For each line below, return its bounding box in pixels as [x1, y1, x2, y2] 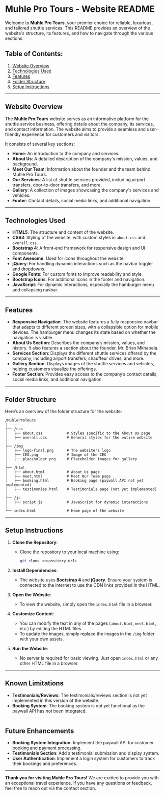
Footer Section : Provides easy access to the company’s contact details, [12, 371, 158, 377]
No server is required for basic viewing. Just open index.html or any [19, 655, 158, 661]
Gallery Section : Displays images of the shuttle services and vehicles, [12, 361, 155, 367]
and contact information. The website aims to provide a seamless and [5, 126, 146, 132]
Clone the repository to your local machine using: [19, 549, 119, 555]
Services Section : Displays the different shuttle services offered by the [12, 350, 157, 356]
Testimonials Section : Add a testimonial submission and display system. [12, 750, 160, 756]
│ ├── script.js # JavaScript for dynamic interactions [5, 500, 148, 505]
